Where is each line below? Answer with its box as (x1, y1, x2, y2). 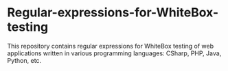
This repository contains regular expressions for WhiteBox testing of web (7, 42, 214, 50)
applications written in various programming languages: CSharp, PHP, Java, (7, 49, 222, 57)
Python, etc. (7, 56, 42, 64)
